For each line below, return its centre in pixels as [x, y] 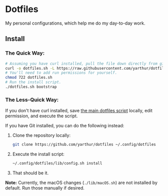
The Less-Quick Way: [32, 100]
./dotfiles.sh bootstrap [31, 87]
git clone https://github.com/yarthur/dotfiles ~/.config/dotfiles [84, 145]
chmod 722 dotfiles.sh [29, 78]
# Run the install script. [33, 82]
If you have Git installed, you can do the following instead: [65, 126]
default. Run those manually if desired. [45, 188]
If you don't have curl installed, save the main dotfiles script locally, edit [79, 111]
